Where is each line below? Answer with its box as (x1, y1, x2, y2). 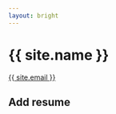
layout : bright (8, 11, 59, 20)
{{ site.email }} (8, 73, 56, 82)
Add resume (8, 95, 70, 108)
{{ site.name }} (8, 45, 110, 64)
